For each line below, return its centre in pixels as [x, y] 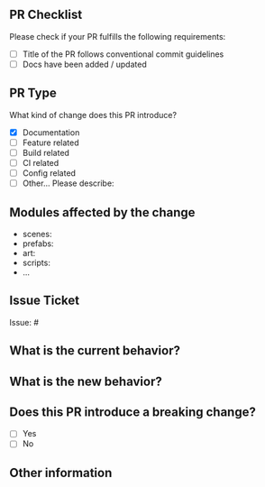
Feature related [50, 142]
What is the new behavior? [86, 381]
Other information [61, 473]
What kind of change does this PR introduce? [93, 115]
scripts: [37, 262]
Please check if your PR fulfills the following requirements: [118, 36]
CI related [41, 162]
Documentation [51, 132]
